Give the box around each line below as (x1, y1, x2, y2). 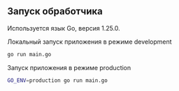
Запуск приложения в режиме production (7, 63, 131, 72)
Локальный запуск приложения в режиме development (7, 38, 173, 46)
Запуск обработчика (7, 6, 103, 17)
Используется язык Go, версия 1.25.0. (7, 24, 120, 32)
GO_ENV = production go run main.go (7, 76, 108, 84)
